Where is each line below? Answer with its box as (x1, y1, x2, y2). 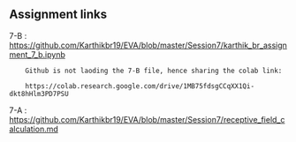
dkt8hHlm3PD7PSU (9, 89, 69, 98)
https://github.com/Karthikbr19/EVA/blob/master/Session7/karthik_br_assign (9, 40, 287, 50)
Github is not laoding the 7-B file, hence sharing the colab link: (25, 66, 283, 75)
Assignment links (9, 7, 108, 22)
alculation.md (9, 123, 59, 134)
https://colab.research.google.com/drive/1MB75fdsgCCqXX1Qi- (25, 81, 254, 91)
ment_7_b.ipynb (9, 49, 66, 60)
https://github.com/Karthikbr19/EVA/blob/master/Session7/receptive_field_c (9, 114, 285, 124)
